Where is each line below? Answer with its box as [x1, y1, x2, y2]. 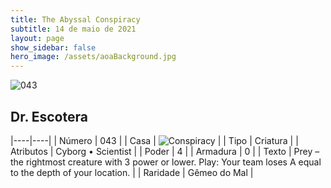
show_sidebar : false [10, 42, 97, 53]
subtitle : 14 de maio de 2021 [10, 24, 137, 34]
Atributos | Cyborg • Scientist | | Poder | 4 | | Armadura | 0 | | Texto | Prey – [10, 145, 320, 157]
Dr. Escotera [10, 108, 88, 125]
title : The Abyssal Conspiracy [10, 14, 141, 25]
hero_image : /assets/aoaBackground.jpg [10, 52, 177, 62]
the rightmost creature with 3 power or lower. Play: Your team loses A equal [10, 156, 322, 168]
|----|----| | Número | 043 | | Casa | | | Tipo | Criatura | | [10, 134, 299, 146]
